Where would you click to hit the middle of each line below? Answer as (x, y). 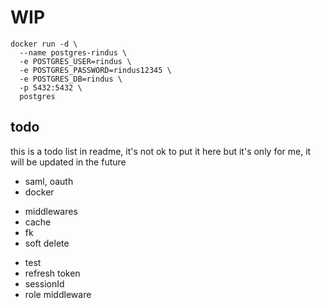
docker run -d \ (44, 44)
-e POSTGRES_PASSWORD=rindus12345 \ (95, 70)
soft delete (47, 243)
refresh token (52, 273)
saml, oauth (49, 181)
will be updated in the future (68, 162)
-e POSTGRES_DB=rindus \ (71, 79)
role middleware (58, 294)
